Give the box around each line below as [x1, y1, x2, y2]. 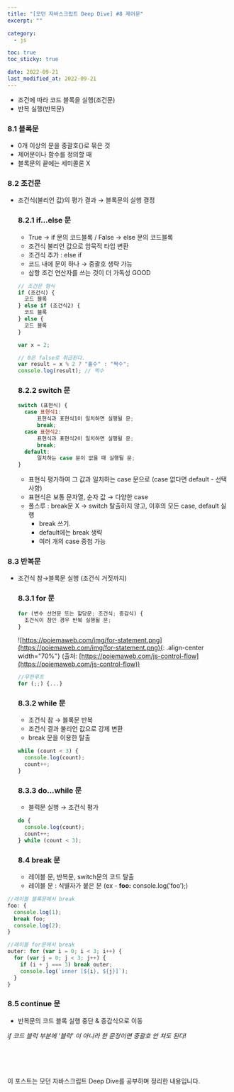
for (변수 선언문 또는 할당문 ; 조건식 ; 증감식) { [17, 610, 144, 617]
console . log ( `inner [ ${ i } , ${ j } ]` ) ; [20, 967, 129, 975]
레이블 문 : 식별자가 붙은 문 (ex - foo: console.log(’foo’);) [28, 881, 189, 890]
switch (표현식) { [17, 402, 68, 409]
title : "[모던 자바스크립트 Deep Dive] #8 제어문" [7, 10, 144, 18]
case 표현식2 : [24, 428, 62, 435]
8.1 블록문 [7, 123, 39, 133]
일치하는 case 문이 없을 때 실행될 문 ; [36, 455, 135, 462]
